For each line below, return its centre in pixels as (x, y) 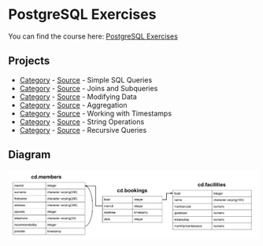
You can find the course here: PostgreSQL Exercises (93, 36)
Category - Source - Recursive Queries (83, 130)
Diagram (30, 155)
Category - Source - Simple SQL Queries (86, 79)
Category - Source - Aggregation (73, 105)
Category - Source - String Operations (82, 121)
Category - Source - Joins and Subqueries (89, 88)
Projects (29, 61)
